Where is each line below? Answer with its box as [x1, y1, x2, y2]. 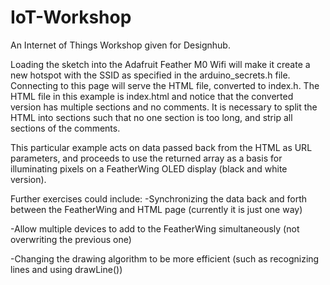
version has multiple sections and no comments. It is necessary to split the [10, 101, 318, 113]
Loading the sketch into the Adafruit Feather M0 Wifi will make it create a [10, 58, 311, 70]
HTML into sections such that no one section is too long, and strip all [10, 111, 293, 123]
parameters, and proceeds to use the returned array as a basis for [10, 152, 283, 164]
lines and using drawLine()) [10, 263, 123, 275]
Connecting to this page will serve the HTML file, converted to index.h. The [10, 79, 320, 91]
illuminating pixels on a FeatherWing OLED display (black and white [10, 162, 288, 175]
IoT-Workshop [10, 6, 132, 29]
